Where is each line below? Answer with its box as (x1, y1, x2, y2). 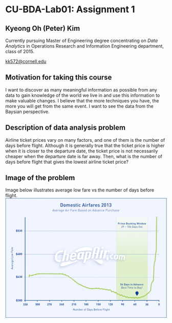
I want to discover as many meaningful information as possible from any (5, 87, 157, 93)
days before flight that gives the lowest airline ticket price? (5, 159, 129, 165)
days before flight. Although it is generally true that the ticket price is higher (5, 142, 165, 148)
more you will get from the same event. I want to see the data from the (5, 103, 154, 109)
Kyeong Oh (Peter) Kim (5, 24, 80, 33)
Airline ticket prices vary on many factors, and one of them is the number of (5, 137, 165, 143)
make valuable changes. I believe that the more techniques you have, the (5, 97, 159, 103)
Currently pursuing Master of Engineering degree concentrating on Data (5, 37, 158, 44)
